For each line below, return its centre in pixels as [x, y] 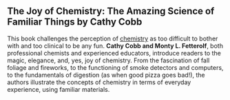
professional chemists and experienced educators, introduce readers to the [114, 53]
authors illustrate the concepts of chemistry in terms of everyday [99, 82]
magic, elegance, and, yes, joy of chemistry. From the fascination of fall [108, 60]
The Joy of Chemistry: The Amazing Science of [111, 11]
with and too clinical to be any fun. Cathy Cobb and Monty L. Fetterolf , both [115, 46]
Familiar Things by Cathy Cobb [75, 22]
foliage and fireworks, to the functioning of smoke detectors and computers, [115, 67]
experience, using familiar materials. [59, 89]
